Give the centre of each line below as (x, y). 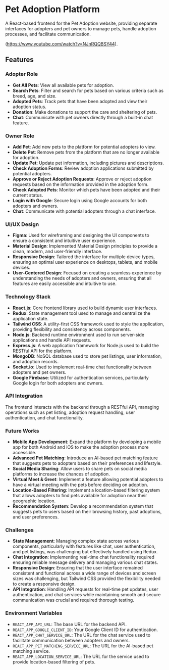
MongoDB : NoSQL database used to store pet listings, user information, (87, 356)
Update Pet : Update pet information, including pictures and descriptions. (88, 163)
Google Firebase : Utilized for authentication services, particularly (80, 377)
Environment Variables (34, 613)
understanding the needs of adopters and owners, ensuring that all (82, 278)
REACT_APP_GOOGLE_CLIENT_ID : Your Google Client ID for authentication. (85, 630)
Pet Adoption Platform (52, 9)
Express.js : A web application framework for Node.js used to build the (86, 345)
